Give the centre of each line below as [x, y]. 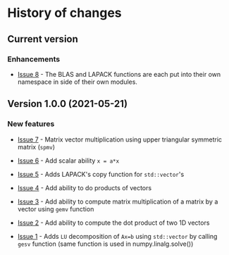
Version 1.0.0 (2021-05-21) [68, 104]
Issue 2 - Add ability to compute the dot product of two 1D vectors [113, 223]
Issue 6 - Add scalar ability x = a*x [68, 161]
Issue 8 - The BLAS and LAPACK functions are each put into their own [119, 74]
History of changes [64, 13]
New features [31, 124]
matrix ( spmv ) [36, 147]
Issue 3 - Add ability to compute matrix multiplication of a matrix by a [118, 201]
